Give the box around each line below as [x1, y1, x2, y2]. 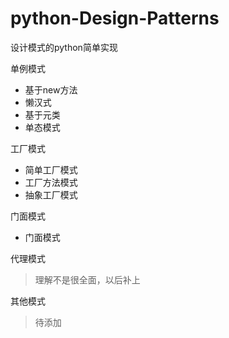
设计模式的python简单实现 [10, 41, 118, 53]
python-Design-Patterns [10, 7, 220, 30]
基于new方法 [24, 83, 78, 96]
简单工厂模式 [24, 163, 78, 176]
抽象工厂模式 [24, 188, 78, 201]
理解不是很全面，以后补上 [34, 273, 141, 286]
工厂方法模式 [24, 176, 78, 188]
